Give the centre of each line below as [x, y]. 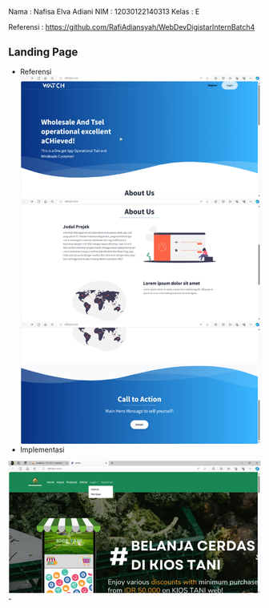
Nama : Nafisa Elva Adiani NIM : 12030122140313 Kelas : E [104, 12]
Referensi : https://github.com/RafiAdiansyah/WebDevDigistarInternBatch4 [132, 27]
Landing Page [43, 52]
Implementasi [42, 450]
